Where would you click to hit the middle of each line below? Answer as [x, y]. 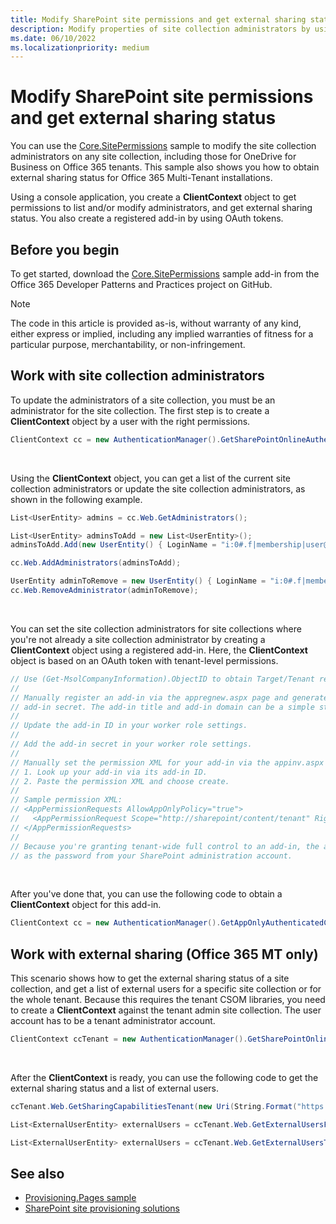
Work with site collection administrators [137, 376]
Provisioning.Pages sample [80, 1198]
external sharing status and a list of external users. [115, 1088]
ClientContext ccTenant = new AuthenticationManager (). [129, 1039]
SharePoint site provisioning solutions [102, 1208]
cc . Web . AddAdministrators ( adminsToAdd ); [96, 563]
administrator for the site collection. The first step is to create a [140, 410]
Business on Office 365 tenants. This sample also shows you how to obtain [165, 167]
